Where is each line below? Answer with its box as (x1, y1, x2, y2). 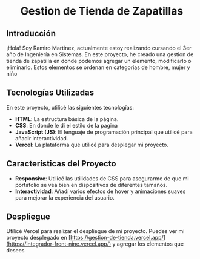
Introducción (6, 28, 56, 39)
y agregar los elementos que (112, 240, 184, 248)
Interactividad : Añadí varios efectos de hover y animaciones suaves (15, 188, 186, 195)
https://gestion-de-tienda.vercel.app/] (70, 234, 165, 241)
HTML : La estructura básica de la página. (15, 115, 119, 122)
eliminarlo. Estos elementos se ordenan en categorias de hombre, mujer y (6, 64, 190, 71)
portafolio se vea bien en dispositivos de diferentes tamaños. (15, 181, 168, 188)
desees (6, 247, 25, 254)
